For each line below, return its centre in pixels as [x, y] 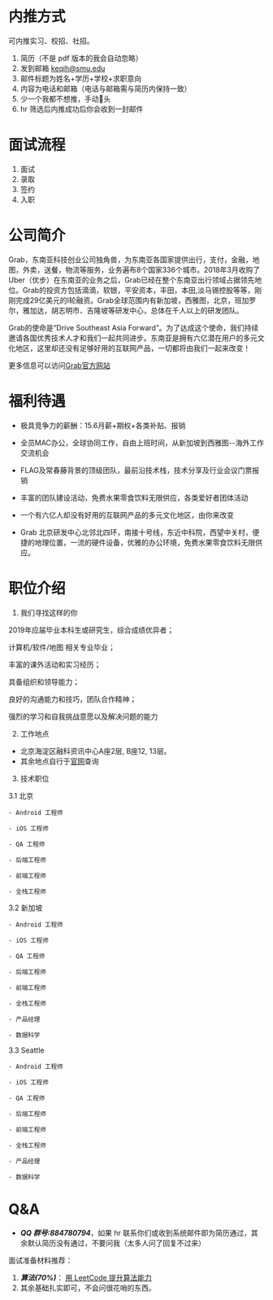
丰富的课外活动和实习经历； [55, 664]
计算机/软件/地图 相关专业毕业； [62, 647]
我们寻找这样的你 [49, 612]
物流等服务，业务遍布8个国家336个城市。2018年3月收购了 [162, 269]
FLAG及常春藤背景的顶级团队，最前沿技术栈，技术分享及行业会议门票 [136, 470]
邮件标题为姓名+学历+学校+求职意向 [81, 78]
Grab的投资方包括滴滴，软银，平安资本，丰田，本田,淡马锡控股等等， [139, 290]
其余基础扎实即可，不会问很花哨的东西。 [88, 1288]
